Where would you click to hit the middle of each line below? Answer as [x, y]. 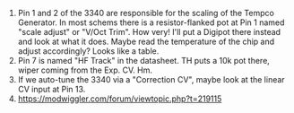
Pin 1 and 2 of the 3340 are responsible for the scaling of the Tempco [146, 13]
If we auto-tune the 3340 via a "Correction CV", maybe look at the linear [151, 79]
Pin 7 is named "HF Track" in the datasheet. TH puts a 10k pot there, [144, 61]
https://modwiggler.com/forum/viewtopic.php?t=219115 [120, 99]
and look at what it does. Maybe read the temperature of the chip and [146, 41]
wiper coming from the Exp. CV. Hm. [85, 70]
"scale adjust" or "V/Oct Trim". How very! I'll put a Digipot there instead [149, 32]
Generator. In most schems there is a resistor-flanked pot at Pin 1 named [151, 22]
